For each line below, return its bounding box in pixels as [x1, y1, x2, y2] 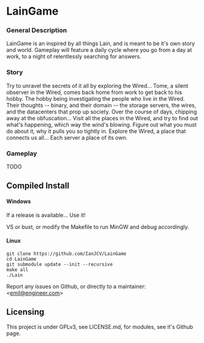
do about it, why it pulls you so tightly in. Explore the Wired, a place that [6, 127, 186, 135]
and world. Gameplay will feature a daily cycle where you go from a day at [6, 46, 192, 54]
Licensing [6, 307, 44, 317]
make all [6, 267, 29, 273]
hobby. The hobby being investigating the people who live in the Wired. [6, 95, 185, 102]
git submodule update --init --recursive [6, 261, 113, 267]
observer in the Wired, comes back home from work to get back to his [6, 88, 183, 96]
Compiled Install [6, 181, 70, 191]
